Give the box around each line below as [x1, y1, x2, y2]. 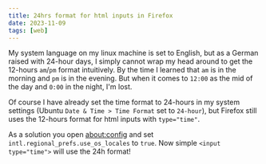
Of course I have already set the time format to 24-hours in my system [8, 97, 240, 107]
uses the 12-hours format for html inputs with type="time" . [8, 115, 200, 124]
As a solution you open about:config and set [8, 130, 154, 139]
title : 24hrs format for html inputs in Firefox [8, 11, 173, 20]
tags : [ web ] [8, 26, 48, 34]
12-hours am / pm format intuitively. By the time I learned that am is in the [8, 65, 237, 75]
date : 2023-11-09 [8, 19, 66, 27]
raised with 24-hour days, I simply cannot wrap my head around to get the [8, 57, 253, 66]
